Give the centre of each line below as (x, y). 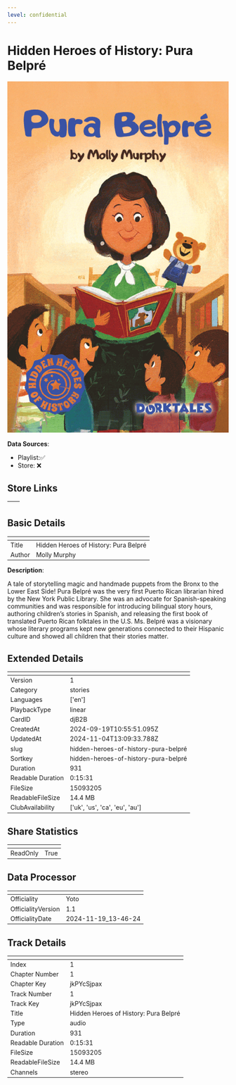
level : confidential (38, 15)
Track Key (25, 1003)
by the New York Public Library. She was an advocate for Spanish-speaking (117, 599)
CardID (20, 719)
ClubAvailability (32, 808)
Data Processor (42, 878)
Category (24, 690)
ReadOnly (24, 853)
